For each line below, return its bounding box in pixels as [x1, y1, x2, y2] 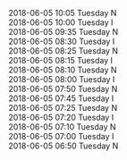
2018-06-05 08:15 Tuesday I [8, 55, 114, 65]
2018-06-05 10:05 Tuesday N [8, 8, 117, 18]
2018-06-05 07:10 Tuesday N [8, 122, 117, 132]
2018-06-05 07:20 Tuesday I [8, 112, 114, 122]
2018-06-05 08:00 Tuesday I [8, 74, 115, 84]
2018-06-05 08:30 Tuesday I [8, 36, 115, 46]
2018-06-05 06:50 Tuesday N [8, 140, 119, 151]
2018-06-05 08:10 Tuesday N [8, 64, 117, 75]
